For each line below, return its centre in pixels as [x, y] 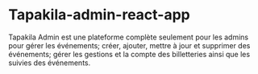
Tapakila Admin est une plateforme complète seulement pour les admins [128, 37]
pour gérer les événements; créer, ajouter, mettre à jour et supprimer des [129, 45]
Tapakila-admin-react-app [100, 15]
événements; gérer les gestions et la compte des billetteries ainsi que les [129, 54]
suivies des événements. [50, 63]
